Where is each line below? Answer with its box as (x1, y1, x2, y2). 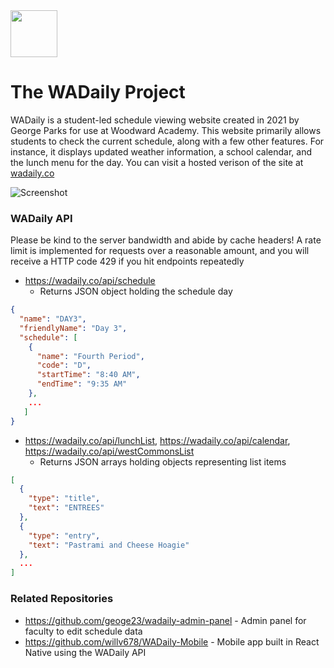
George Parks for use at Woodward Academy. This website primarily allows (10, 124, 322, 136)
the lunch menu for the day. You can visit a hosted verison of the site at (10, 156, 304, 168)
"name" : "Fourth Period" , (36, 351, 145, 361)
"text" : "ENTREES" (28, 503, 105, 513)
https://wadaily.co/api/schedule (24, 275, 156, 287)
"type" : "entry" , (28, 530, 101, 541)
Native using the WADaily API (24, 646, 147, 658)
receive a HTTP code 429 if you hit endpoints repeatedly (10, 255, 245, 268)
